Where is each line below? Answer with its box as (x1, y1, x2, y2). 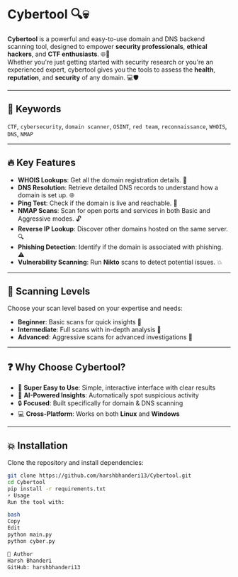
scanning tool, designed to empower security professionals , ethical (7, 42, 208, 50)
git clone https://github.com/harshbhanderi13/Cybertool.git (7, 472, 192, 479)
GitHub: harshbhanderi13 (7, 564, 81, 571)
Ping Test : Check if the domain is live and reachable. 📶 (17, 199, 178, 207)
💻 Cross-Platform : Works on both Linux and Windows (17, 410, 180, 418)
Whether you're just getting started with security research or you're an (7, 57, 214, 66)
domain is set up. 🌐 (17, 190, 75, 199)
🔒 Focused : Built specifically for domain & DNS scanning (17, 399, 183, 407)
